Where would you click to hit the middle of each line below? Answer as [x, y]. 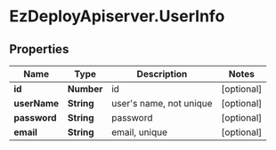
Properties [39, 49]
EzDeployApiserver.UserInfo [117, 16]
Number [85, 89]
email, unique [139, 132]
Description [162, 74]
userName [37, 103]
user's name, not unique [162, 103]
